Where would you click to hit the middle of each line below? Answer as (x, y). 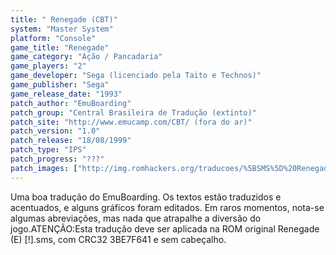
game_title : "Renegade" (60, 47)
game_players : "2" (48, 66)
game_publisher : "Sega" (60, 85)
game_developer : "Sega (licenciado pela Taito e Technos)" (136, 76)
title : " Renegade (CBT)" (64, 19)
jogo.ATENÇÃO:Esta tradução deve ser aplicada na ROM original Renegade (165, 228)
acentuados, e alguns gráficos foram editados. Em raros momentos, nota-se (167, 207)
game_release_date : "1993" (66, 94)
